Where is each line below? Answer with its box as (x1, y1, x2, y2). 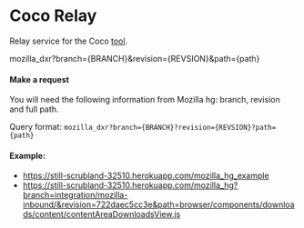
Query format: (9, 122, 62, 133)
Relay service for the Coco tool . (9, 35, 128, 46)
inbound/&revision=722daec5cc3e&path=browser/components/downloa (22, 199, 295, 210)
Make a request (9, 74, 70, 84)
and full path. (9, 104, 59, 114)
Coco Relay (9, 5, 97, 26)
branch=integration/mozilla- (22, 190, 128, 201)
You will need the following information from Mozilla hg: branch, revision (9, 94, 280, 105)
